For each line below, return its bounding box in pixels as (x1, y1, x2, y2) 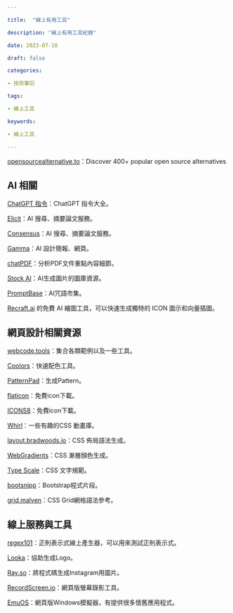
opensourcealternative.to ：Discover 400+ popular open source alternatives (7, 157, 227, 165)
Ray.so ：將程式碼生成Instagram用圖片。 (7, 568, 124, 576)
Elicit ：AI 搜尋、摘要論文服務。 (7, 214, 97, 223)
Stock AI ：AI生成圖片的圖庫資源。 (7, 274, 105, 283)
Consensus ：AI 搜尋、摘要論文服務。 (7, 229, 116, 238)
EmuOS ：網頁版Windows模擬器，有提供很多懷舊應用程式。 (7, 598, 179, 607)
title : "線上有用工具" (7, 16, 70, 23)
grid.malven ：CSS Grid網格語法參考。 (7, 496, 117, 505)
